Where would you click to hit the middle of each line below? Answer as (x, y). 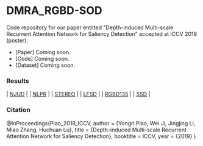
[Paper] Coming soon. (43, 52)
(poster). (17, 40)
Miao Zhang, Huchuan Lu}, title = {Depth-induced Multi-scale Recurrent (97, 130)
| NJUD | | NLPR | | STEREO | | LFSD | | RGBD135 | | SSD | (78, 94)
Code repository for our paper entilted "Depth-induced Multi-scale (90, 27)
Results (18, 81)
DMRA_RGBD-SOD (54, 11)
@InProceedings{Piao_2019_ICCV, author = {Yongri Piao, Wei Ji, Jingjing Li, (101, 123)
